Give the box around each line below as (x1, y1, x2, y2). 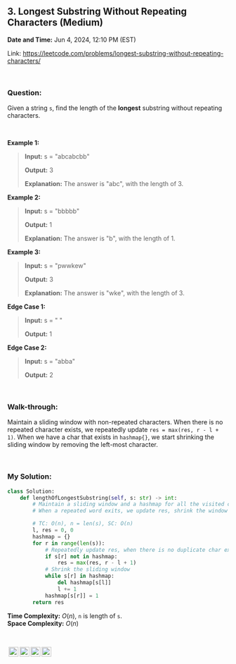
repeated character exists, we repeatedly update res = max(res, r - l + (7, 426, 219, 434)
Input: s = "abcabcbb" (24, 152, 90, 161)
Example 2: (7, 193, 41, 202)
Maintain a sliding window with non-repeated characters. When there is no (7, 418, 223, 426)
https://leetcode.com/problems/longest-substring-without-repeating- (22, 49, 224, 57)
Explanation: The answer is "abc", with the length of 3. (24, 180, 184, 188)
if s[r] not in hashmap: (44, 553, 118, 560)
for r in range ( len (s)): (32, 539, 105, 547)
